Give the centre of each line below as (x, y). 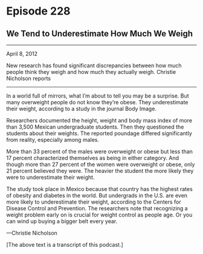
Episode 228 (38, 11)
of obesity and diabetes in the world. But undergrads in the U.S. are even (97, 196)
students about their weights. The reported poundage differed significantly (99, 133)
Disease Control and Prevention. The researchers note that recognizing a (97, 208)
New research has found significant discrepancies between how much (94, 65)
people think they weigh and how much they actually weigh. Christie (91, 72)
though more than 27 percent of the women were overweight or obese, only (101, 164)
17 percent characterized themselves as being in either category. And (93, 158)
